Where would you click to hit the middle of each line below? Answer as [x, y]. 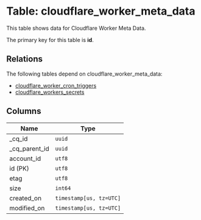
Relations [25, 59]
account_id [25, 158]
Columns [24, 111]
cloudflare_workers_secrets [50, 92]
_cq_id [19, 138]
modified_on [27, 208]
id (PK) [19, 168]
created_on [25, 198]
